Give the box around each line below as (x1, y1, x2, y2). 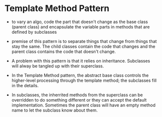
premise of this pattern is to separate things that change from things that (11, 38, 157, 44)
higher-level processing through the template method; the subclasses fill (11, 78, 157, 83)
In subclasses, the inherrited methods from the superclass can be (11, 92, 143, 98)
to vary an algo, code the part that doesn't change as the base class (11, 19, 148, 25)
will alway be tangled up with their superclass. (11, 63, 104, 69)
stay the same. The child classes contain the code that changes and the (11, 43, 156, 49)
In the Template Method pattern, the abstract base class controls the (11, 72, 149, 78)
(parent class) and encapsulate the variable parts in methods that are (11, 24, 150, 29)
